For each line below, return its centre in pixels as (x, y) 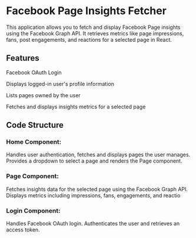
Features (23, 58)
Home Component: (34, 142)
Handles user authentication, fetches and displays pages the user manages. (98, 155)
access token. (23, 230)
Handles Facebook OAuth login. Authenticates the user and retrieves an (93, 224)
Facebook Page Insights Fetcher (86, 11)
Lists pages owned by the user (43, 95)
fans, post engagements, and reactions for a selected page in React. (89, 39)
